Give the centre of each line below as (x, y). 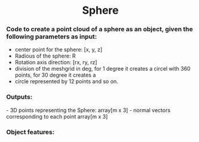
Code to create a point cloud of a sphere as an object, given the (99, 29)
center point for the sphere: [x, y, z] (59, 50)
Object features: (30, 132)
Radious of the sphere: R (45, 56)
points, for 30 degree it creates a (55, 75)
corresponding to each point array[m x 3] (57, 116)
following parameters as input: (52, 37)
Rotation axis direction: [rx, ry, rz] (56, 62)
